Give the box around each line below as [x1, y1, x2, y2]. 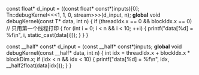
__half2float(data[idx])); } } [6, 62, 72, 69]
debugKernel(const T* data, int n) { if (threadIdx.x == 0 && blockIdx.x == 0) [6, 18, 192, 24]
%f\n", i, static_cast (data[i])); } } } [6, 32, 89, 38]
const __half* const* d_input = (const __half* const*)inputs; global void [6, 43, 182, 50]
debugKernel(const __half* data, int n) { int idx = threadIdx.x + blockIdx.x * [6, 49, 191, 56]
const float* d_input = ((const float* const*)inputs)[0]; [6, 5, 140, 12]
